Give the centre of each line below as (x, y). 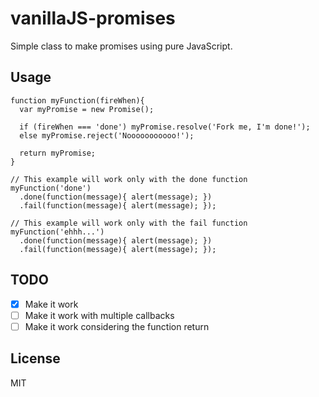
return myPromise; (58, 153)
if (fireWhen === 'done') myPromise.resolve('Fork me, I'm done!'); (165, 127)
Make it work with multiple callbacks (99, 315)
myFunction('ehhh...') (57, 232)
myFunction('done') (51, 188)
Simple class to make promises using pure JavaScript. (121, 46)
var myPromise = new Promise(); (87, 109)
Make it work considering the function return (117, 326)
